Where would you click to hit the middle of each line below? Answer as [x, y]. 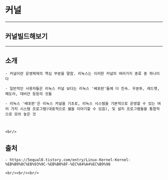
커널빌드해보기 [26, 36]
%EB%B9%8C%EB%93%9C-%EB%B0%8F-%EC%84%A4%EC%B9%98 [58, 164]
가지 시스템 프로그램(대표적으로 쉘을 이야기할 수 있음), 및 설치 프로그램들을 [79, 109]
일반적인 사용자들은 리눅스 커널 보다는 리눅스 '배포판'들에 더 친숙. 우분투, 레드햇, [85, 88]
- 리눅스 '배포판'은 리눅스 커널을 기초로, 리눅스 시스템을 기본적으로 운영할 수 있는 [80, 103]
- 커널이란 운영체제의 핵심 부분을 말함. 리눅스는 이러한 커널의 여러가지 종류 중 [76, 73]
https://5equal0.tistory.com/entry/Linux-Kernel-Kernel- [70, 160]
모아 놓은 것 [25, 114]
